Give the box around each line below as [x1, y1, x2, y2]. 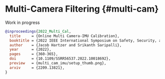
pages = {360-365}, [9, 52, 58, 57]
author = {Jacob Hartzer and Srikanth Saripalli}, [9, 42, 122, 47]
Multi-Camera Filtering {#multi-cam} [5, 3, 159, 15]
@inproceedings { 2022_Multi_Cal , [5, 29, 71, 34]
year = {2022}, [9, 47, 52, 52]
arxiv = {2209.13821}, [9, 65, 65, 70]
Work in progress [5, 20, 40, 25]
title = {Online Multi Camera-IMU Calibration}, [9, 33, 120, 39]
